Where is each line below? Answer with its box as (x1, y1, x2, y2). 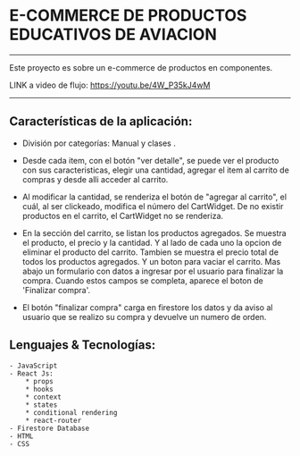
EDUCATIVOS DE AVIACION (9, 24, 217, 45)
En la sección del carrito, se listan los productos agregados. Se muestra (21, 227, 287, 238)
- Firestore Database (9, 424, 90, 433)
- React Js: (9, 368, 54, 378)
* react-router (25, 416, 82, 425)
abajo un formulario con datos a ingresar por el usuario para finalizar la (21, 266, 284, 276)
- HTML (9, 431, 34, 441)
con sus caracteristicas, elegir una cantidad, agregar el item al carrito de (21, 165, 290, 175)
